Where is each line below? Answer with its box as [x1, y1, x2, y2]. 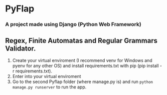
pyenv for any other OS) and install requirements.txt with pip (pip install [12, 62, 159, 68]
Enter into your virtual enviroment [12, 73, 81, 79]
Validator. [5, 44, 36, 52]
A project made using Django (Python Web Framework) [5, 21, 142, 28]
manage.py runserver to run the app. [12, 83, 87, 90]
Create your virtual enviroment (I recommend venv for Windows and [12, 57, 153, 63]
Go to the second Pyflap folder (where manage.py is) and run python [12, 78, 153, 84]
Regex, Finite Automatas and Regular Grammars [5, 36, 158, 45]
